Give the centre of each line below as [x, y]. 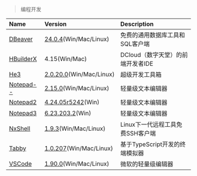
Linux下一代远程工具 [148, 124]
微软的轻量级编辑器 [147, 164]
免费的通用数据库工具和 [152, 35]
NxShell [20, 128]
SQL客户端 [135, 44]
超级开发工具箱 [141, 75]
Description [137, 24]
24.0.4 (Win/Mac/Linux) [77, 39]
